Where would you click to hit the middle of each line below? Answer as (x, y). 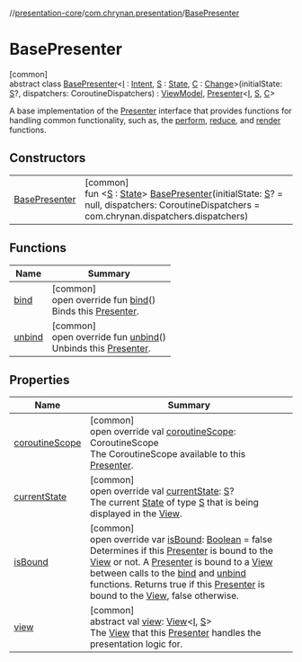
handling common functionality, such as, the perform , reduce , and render (145, 120)
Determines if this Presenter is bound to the (182, 550)
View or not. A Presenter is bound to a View (181, 562)
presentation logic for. (136, 644)
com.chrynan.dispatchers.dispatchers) (167, 216)
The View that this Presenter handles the (175, 633)
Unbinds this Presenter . (101, 348)
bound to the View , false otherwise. (164, 595)
